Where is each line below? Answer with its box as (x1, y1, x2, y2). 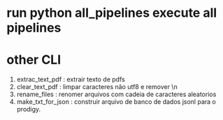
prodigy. (16, 105, 41, 114)
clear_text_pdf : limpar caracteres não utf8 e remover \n (16, 83, 178, 91)
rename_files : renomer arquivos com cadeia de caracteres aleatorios (16, 90, 217, 99)
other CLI (6, 52, 62, 68)
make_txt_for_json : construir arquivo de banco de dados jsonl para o (16, 98, 216, 106)
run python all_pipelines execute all (6, 5, 217, 21)
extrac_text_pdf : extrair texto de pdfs (16, 75, 125, 84)
